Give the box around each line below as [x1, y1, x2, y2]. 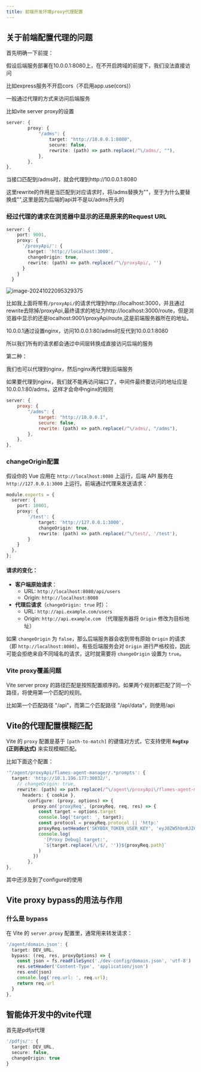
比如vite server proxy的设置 [6, 108, 75, 115]
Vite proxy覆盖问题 [6, 667, 62, 675]
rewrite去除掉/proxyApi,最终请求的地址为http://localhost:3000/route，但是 [6, 307, 189, 314]
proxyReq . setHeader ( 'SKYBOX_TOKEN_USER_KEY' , [38, 825, 154, 832]
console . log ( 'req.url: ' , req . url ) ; [17, 975, 109, 981]
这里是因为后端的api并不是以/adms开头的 [22, 196, 124, 204]
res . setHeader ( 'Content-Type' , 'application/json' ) [17, 964, 148, 970]
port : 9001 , [17, 232, 47, 238]
